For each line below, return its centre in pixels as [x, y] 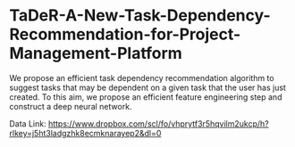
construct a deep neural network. [71, 106]
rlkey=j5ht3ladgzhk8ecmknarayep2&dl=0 [85, 133]
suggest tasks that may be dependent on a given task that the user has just [147, 87]
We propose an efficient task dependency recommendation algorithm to [142, 78]
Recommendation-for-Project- [125, 34]
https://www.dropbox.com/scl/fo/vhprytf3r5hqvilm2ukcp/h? [159, 123]
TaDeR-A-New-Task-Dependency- [140, 16]
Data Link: [28, 123]
